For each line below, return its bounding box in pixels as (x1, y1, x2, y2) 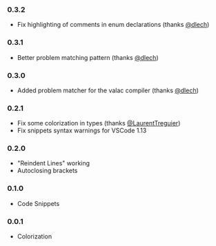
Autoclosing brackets (17, 167, 78, 175)
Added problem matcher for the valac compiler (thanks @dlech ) (17, 86, 199, 94)
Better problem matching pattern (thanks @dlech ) (17, 53, 159, 61)
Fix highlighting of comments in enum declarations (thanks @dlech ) (17, 21, 210, 29)
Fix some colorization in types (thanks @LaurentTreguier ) (17, 119, 181, 127)
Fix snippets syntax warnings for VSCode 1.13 (17, 126, 147, 135)
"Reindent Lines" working (17, 159, 90, 167)
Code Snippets (17, 199, 60, 207)
